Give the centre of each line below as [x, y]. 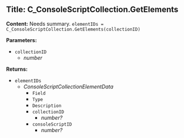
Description [47, 106]
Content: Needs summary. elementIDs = [55, 23]
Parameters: [21, 40]
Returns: [17, 69]
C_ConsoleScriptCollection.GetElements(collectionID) [73, 29]
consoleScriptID [52, 124]
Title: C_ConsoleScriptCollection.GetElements [92, 10]
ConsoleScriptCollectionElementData [68, 87]
